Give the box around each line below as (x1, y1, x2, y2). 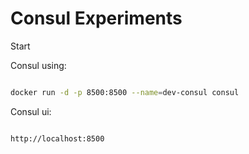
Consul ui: (10, 105, 52, 117)
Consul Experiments (10, 7, 183, 30)
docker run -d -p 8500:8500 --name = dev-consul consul (10, 87, 240, 97)
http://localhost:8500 (10, 133, 105, 144)
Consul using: (10, 59, 67, 71)
